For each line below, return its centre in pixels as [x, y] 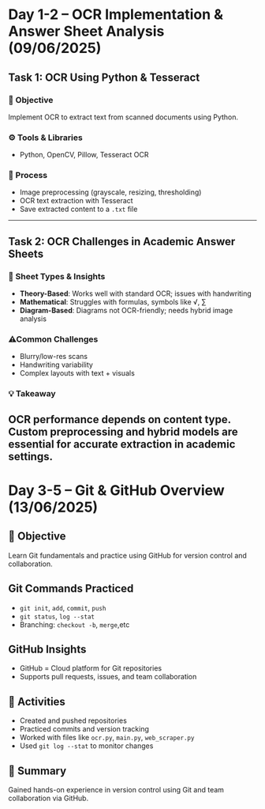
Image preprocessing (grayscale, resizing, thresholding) [110, 192]
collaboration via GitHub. [49, 798]
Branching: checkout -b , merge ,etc [75, 624]
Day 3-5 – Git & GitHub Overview [116, 490]
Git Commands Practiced [71, 589]
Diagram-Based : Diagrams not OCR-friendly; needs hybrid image [126, 311]
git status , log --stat [57, 616]
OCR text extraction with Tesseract [76, 201]
